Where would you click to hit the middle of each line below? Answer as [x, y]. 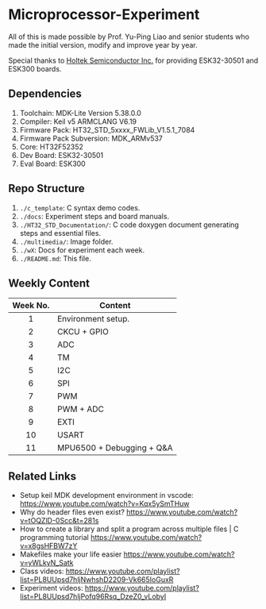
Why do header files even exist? [72, 512]
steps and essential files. [60, 233]
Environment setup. [93, 319]
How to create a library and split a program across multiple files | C [129, 529]
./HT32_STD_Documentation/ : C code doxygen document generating [129, 225]
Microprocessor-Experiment [104, 15]
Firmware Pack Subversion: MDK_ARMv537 [91, 138]
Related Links [42, 476]
